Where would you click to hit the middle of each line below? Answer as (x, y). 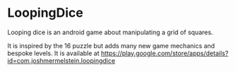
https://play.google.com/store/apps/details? (165, 53)
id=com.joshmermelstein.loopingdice (61, 60)
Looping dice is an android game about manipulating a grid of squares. (110, 32)
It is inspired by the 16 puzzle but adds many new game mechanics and (111, 45)
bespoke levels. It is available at (54, 53)
